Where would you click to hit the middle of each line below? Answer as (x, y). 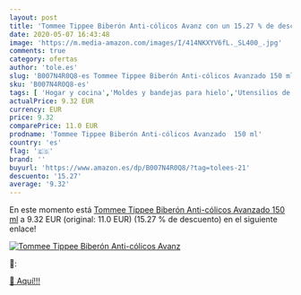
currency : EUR (36, 109)
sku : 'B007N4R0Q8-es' (50, 84)
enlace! (23, 229)
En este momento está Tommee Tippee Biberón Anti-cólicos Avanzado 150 (147, 210)
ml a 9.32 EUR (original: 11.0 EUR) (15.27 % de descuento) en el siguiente (143, 220)
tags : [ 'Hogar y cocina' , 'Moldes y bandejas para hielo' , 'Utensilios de (150, 92)
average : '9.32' (39, 185)
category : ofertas (43, 59)
